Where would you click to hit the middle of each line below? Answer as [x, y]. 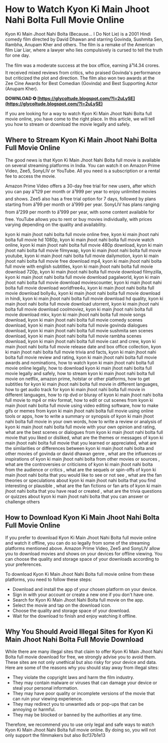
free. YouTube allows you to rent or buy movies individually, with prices [79, 219]
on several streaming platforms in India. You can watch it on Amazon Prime [83, 165]
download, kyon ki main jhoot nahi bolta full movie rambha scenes [73, 336]
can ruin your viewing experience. [48, 699]
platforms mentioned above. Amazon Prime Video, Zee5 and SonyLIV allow [83, 548]
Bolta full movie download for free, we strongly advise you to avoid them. [81, 657]
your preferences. [24, 564]
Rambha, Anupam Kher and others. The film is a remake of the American [80, 44]
